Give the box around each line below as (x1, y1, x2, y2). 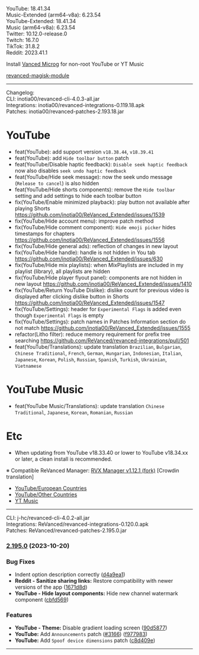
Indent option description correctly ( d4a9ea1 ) (14, 571, 126, 578)
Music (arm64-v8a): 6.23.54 (6, 24, 76, 31)
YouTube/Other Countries (14, 491, 78, 498)
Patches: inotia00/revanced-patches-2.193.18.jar (6, 108, 124, 115)
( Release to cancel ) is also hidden (14, 179, 99, 187)
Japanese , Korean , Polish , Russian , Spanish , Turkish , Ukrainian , (14, 355, 167, 363)
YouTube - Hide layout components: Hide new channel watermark (14, 590, 178, 597)
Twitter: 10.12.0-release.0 (6, 30, 68, 37)
